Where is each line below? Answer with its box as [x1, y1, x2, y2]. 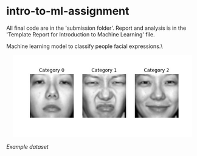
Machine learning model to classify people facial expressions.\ [6, 42, 163, 50]
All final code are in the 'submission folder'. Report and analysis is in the [6, 24, 187, 32]
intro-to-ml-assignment [6, 4, 130, 18]
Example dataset [6, 143, 49, 150]
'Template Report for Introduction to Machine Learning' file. [6, 30, 155, 38]
